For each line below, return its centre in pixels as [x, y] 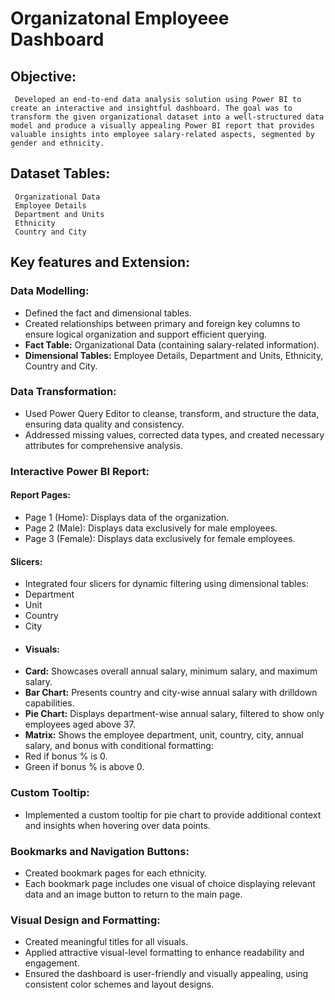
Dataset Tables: [60, 173]
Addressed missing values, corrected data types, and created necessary [174, 434]
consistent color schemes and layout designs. [119, 984]
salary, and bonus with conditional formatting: [119, 746]
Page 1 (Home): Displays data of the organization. [127, 517]
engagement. [52, 963]
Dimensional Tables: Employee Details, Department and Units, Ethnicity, [174, 355]
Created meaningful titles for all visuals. [106, 942]
